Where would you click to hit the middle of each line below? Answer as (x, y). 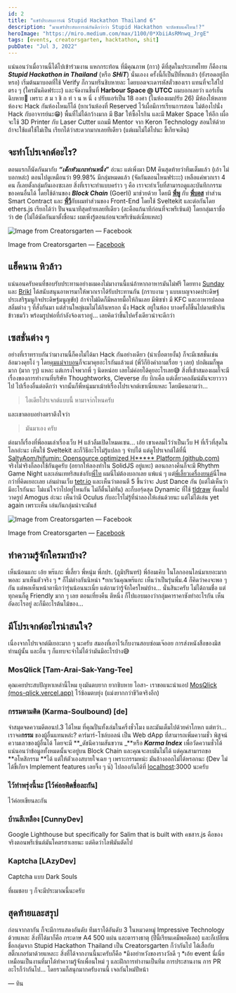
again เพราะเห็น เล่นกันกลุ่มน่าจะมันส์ (52, 505)
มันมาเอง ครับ (41, 428)
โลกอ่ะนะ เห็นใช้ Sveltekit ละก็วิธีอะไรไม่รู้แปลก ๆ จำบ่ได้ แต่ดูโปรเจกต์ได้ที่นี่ (97, 450)
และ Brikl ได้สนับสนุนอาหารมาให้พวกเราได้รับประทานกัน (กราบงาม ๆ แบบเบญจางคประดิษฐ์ (114, 291)
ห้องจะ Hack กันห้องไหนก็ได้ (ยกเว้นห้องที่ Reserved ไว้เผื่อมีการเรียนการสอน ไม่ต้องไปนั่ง (116, 106)
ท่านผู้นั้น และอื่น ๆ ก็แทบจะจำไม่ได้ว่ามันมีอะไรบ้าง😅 (69, 651)
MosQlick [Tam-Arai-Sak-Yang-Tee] (70, 670)
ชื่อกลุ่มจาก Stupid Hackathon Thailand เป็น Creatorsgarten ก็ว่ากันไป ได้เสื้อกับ (111, 946)
